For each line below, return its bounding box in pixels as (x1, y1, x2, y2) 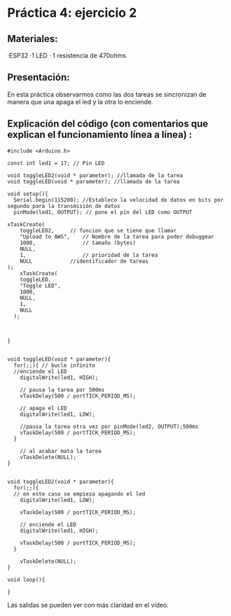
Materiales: (7, 33, 58, 45)
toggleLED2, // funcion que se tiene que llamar (20, 227, 177, 234)
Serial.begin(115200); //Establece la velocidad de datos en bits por (13, 196, 224, 204)
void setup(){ (7, 190, 49, 197)
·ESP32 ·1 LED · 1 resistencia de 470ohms (7, 51, 127, 59)
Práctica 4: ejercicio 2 (7, 5, 137, 21)
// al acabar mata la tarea (20, 447, 101, 454)
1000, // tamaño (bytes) (20, 239, 136, 246)
